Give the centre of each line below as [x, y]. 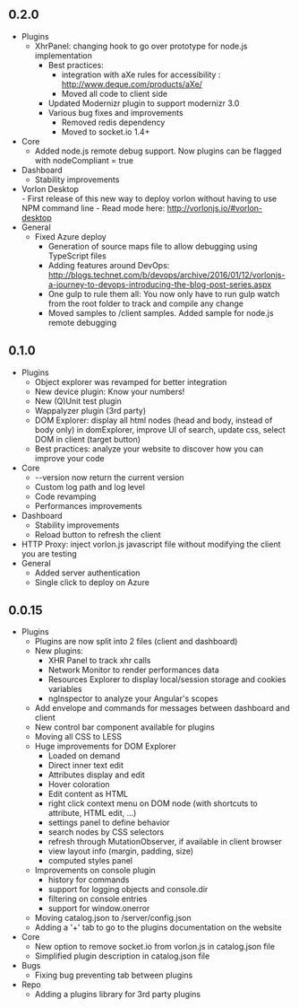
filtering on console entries [98, 899]
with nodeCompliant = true [84, 160]
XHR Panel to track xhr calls [99, 661]
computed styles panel [90, 861]
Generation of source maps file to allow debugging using [153, 246]
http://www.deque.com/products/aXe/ [132, 83]
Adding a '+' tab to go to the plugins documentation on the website [158, 927]
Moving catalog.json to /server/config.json [113, 918]
